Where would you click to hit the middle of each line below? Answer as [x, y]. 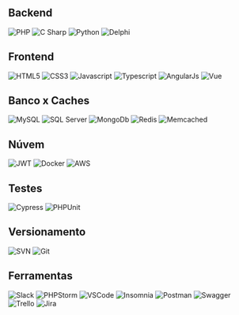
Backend [30, 13]
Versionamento [47, 232]
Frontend [31, 57]
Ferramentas [40, 276]
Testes [25, 188]
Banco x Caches [49, 101]
